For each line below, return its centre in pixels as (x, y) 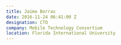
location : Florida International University (61, 33)
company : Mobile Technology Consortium (54, 28)
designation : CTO (27, 22)
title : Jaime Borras (31, 11)
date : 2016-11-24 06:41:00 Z (41, 17)
